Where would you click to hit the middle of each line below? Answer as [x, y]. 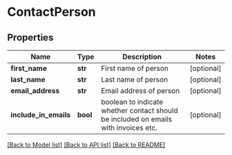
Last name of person [134, 80]
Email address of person [141, 91]
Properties [30, 38]
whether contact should [139, 111]
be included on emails [137, 119]
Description [142, 57]
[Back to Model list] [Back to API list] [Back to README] [86, 145]
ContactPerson [52, 12]
